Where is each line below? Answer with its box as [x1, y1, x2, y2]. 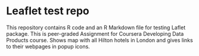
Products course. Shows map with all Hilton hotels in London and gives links [6, 36, 194, 43]
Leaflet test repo [6, 4, 89, 18]
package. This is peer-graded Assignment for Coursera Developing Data [6, 30, 184, 37]
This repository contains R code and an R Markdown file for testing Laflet [6, 24, 186, 31]
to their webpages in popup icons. [6, 43, 91, 50]
